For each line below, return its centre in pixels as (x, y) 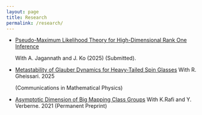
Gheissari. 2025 (35, 76)
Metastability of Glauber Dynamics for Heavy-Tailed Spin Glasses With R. (106, 70)
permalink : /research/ (35, 23)
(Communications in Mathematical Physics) (69, 88)
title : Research (27, 17)
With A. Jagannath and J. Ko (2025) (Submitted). (76, 58)
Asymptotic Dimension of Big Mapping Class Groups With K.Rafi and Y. (103, 99)
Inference (27, 46)
